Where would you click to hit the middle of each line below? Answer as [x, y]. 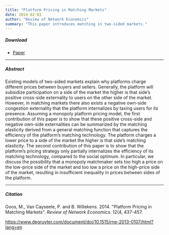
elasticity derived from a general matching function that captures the [76, 130]
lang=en [14, 227]
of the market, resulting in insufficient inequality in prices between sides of [82, 173]
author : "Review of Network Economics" [47, 19]
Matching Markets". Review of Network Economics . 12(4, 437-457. [74, 212]
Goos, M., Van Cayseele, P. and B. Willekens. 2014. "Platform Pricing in [78, 207]
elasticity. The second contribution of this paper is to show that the [75, 146]
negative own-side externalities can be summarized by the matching [76, 124]
